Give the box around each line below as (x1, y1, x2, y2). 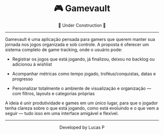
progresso (12, 76, 33, 82)
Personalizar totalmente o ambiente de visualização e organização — (12, 85, 151, 91)
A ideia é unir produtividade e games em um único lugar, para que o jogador (5, 100, 158, 106)
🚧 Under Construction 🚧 (58, 22, 106, 28)
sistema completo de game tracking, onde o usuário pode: (5, 46, 123, 53)
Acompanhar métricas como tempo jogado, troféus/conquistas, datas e (12, 71, 156, 77)
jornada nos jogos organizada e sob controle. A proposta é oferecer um (5, 41, 149, 47)
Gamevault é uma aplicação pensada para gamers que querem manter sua (5, 36, 155, 42)
